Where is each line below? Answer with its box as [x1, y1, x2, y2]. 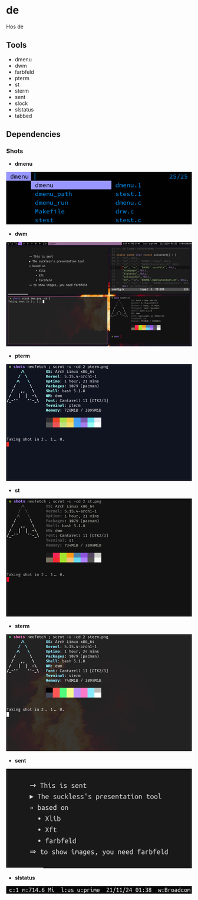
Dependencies [6, 129, 61, 139]
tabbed [14, 112, 32, 119]
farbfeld [14, 68, 34, 75]
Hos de [6, 23, 24, 30]
